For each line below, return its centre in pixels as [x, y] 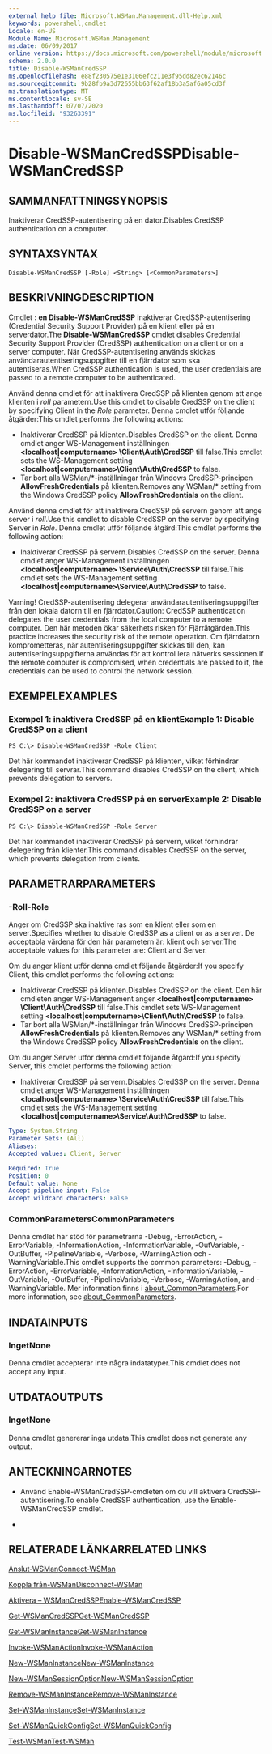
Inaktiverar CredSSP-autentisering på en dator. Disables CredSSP [117, 220]
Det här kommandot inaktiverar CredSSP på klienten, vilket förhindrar [123, 761]
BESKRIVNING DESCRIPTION [81, 297]
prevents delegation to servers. [60, 779]
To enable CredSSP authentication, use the [137, 1500]
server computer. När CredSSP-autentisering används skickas [112, 351]
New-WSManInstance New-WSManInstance [81, 1663]
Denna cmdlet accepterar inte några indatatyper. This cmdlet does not [124, 1363]
